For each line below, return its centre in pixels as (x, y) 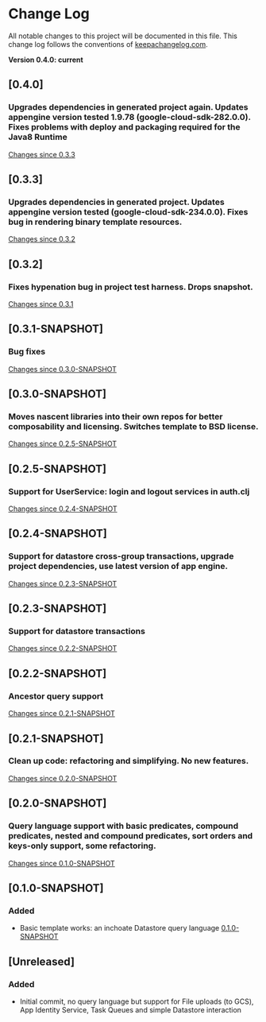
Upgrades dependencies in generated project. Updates (116, 202)
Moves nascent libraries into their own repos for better (116, 416)
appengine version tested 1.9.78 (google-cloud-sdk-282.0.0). (130, 118)
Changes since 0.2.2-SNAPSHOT (63, 648)
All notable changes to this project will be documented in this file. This (123, 36)
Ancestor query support (56, 696)
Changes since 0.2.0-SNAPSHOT (63, 778)
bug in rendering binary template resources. (95, 222)
